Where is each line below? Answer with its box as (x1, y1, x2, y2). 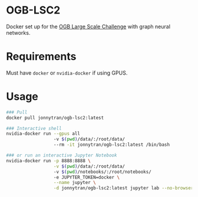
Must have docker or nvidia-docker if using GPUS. (6, 69, 128, 76)
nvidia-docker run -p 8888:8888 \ (6, 158, 91, 163)
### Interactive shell (6, 125, 62, 131)
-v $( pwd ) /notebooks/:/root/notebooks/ (53, 169, 151, 175)
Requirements (6, 50, 77, 64)
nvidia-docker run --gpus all (6, 131, 81, 137)
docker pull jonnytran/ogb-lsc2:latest (6, 115, 104, 121)
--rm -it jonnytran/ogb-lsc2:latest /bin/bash (53, 142, 170, 148)
